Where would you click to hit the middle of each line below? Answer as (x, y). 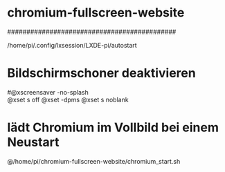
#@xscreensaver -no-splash (48, 92)
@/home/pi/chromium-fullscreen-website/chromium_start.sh (94, 161)
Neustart (33, 142)
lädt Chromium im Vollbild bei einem (113, 127)
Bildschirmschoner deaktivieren (101, 73)
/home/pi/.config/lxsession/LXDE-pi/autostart (72, 45)
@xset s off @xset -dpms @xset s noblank (68, 99)
